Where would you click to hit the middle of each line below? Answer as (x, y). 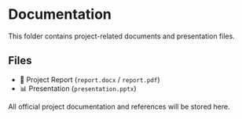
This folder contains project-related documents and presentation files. (122, 36)
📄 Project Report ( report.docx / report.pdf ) (90, 79)
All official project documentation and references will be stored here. (119, 106)
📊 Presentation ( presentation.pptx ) (78, 88)
